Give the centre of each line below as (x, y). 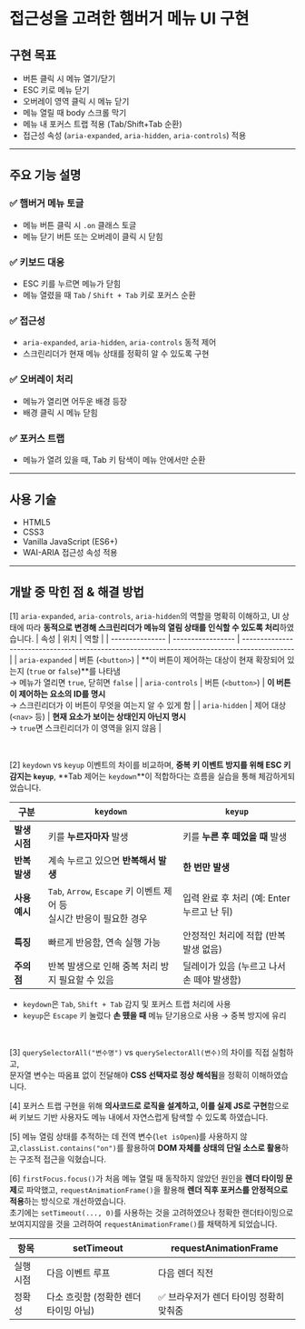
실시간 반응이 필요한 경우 (98, 918)
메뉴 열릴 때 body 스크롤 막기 (74, 113)
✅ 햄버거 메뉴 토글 (47, 204)
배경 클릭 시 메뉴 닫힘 (60, 412)
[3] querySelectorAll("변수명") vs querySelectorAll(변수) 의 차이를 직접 (139, 1052)
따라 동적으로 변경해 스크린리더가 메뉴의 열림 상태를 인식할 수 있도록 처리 (152, 627)
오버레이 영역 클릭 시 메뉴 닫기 (76, 101)
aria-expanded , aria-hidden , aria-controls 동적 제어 (119, 343)
